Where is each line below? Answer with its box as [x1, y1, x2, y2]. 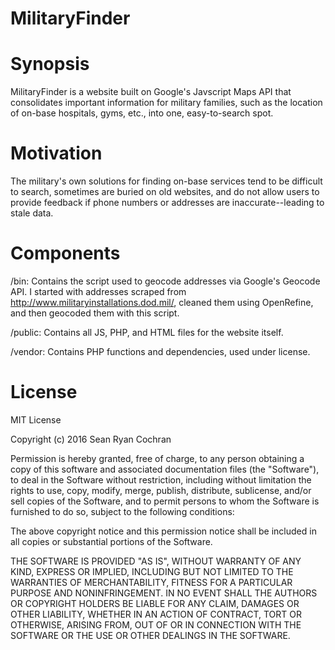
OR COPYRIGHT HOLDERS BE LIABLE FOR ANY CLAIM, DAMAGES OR [10, 597, 300, 609]
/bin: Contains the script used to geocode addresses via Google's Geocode [10, 275, 321, 287]
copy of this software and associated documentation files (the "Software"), [10, 463, 320, 475]
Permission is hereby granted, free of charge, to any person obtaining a [10, 452, 305, 464]
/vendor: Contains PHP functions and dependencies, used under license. [10, 346, 311, 357]
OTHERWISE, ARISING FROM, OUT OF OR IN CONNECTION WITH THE [10, 618, 302, 631]
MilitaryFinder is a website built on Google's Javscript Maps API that [10, 86, 292, 98]
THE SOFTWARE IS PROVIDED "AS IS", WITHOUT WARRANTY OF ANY [10, 555, 302, 567]
